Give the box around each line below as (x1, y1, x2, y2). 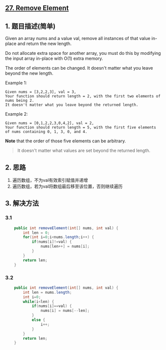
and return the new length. (17, 41, 72, 46)
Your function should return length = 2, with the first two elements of (5, 94, 161, 99)
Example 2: (5, 111, 28, 117)
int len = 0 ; (23, 230, 50, 235)
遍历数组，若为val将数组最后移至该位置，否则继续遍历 (12, 183, 123, 189)
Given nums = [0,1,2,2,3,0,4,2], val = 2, (5, 121, 94, 126)
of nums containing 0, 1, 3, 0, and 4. (5, 130, 88, 134)
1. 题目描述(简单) (5, 22, 56, 30)
